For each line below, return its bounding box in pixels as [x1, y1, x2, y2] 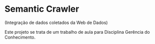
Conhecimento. [4, 34, 36, 40]
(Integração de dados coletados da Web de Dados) [4, 20, 108, 25]
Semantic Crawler [4, 3, 79, 15]
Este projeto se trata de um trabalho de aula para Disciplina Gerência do [4, 29, 150, 35]
